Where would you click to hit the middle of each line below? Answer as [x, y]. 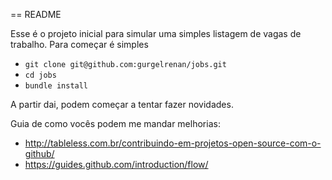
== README [36, 14]
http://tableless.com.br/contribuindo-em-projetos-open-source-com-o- [173, 143]
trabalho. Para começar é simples [79, 44]
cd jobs [40, 75]
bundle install [56, 86]
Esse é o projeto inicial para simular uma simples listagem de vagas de [156, 33]
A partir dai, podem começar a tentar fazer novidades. [122, 104]
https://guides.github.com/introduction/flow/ [116, 164]
